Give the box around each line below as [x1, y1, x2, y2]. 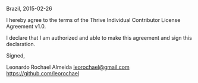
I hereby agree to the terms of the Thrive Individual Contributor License [6, 17, 181, 23]
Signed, [6, 52, 25, 59]
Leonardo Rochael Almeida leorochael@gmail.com [6, 63, 130, 71]
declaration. [6, 41, 36, 47]
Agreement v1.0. [6, 23, 46, 30]
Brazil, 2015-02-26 [6, 5, 52, 12]
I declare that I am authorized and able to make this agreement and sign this [6, 34, 192, 41]
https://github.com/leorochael [6, 70, 80, 76]
